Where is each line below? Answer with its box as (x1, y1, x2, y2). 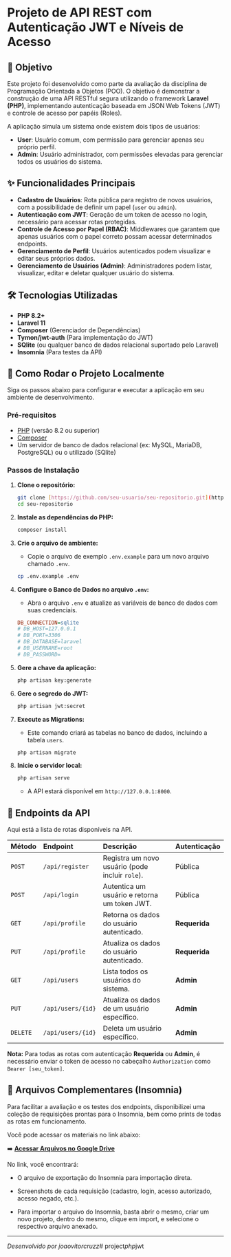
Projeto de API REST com (7, 5, 153, 21)
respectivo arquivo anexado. (16, 1222, 98, 1230)
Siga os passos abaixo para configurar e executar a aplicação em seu (7, 386, 205, 394)
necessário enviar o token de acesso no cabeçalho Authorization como (7, 1057, 211, 1066)
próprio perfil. (16, 143, 56, 151)
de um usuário (102, 1004, 149, 1013)
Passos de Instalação (7, 465, 80, 475)
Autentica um (102, 882, 146, 892)
